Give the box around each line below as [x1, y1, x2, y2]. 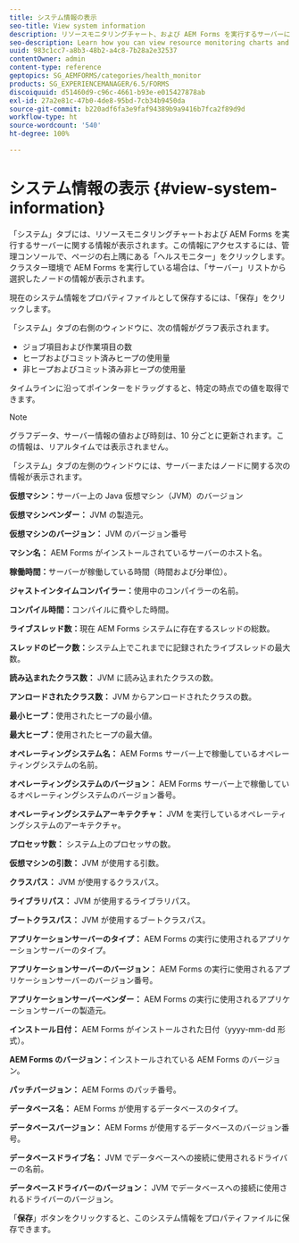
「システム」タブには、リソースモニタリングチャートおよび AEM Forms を [9, 229, 283, 239]
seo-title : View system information [9, 21, 145, 30]
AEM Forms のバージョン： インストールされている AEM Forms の [9, 1054, 250, 1064]
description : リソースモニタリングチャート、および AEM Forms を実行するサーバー [9, 29, 284, 38]
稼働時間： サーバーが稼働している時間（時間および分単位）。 [9, 566, 232, 577]
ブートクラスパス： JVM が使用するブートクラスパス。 [9, 914, 211, 925]
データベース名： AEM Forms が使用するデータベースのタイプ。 [9, 1103, 243, 1114]
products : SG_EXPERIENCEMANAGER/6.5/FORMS [9, 79, 170, 88]
